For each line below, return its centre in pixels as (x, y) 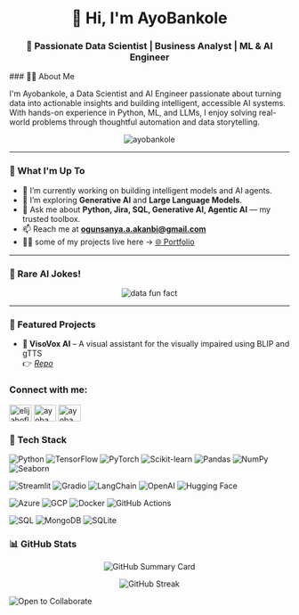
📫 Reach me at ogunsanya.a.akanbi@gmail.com (114, 229)
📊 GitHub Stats (43, 544)
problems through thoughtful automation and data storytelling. (146, 122)
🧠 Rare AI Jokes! (45, 274)
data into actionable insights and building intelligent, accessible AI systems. (148, 103)
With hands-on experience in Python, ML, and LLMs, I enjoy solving (133, 113)
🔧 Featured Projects (53, 324)
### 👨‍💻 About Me (42, 77)
